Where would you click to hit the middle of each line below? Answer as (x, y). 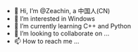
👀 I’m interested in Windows (54, 19)
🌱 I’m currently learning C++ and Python (73, 26)
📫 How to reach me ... (46, 41)
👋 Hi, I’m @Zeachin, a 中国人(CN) (62, 11)
